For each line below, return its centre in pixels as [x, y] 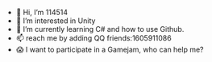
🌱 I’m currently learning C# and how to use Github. [100, 29]
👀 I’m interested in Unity [56, 21]
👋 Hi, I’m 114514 [42, 12]
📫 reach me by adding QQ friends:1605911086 [94, 38]
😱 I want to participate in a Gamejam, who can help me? [110, 49]
